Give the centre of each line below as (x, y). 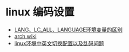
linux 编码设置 (40, 12)
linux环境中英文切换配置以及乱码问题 (59, 43)
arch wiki (25, 36)
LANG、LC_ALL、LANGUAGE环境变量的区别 (68, 30)
